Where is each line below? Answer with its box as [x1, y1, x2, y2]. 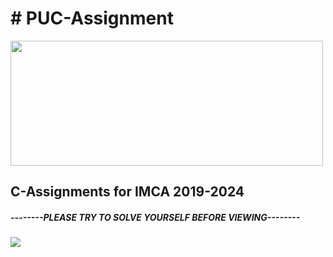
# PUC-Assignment [10, 7, 174, 30]
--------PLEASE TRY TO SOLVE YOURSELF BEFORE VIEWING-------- [10, 211, 301, 223]
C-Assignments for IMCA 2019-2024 [10, 183, 245, 201]
